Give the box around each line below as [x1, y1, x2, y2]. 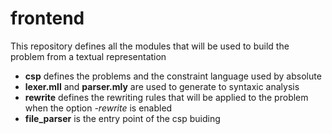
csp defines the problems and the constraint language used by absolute [24, 70, 322, 82]
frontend [10, 7, 85, 30]
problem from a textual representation [10, 50, 167, 62]
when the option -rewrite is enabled [24, 102, 173, 114]
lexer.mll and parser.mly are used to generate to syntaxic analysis [24, 80, 300, 92]
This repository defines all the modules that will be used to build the [10, 40, 290, 52]
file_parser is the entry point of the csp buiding [24, 112, 221, 124]
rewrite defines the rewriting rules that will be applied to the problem [24, 91, 309, 103]
